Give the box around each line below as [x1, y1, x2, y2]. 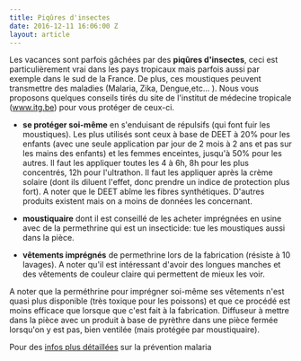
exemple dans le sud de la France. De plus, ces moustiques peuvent [9, 74, 262, 84]
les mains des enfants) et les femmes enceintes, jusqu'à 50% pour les [22, 148, 283, 159]
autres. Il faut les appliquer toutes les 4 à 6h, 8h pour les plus [22, 158, 250, 169]
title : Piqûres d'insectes [9, 13, 111, 22]
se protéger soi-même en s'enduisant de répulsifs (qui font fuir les [22, 119, 271, 130]
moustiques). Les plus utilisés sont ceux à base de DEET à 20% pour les [22, 129, 290, 140]
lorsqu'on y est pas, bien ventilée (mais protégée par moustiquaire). [9, 324, 261, 335]
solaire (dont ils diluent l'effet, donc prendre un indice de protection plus [22, 177, 290, 188]
